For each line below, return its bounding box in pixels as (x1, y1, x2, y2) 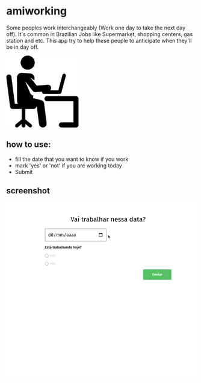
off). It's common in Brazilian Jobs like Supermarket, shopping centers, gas (6, 30, 193, 37)
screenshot (6, 185, 50, 196)
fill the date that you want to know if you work (14, 155, 129, 163)
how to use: (6, 140, 51, 150)
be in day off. (6, 43, 39, 51)
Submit (14, 168, 33, 175)
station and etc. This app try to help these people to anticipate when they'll (6, 37, 192, 44)
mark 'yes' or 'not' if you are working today (14, 161, 122, 169)
